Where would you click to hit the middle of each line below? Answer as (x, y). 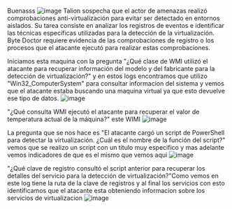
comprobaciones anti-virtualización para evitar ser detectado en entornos (114, 18)
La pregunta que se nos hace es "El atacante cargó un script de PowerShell (116, 133)
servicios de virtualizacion (45, 198)
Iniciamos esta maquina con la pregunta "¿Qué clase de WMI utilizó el (108, 61)
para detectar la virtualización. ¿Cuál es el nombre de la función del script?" (116, 140)
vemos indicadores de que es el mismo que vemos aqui (87, 155)
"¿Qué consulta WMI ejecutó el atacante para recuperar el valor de (103, 112)
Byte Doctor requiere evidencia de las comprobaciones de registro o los (111, 40)
